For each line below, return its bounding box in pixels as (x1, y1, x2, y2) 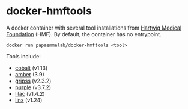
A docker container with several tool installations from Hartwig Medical (6, 24, 182, 31)
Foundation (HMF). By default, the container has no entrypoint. (6, 30, 162, 37)
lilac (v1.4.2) (14, 90, 45, 97)
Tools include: (6, 52, 41, 60)
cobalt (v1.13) (14, 64, 48, 72)
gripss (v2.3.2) (14, 77, 52, 84)
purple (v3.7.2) (14, 83, 52, 91)
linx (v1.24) (14, 96, 43, 104)
